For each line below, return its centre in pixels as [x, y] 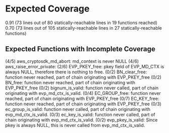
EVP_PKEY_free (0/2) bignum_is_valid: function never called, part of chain [82, 88]
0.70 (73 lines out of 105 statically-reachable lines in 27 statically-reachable [84, 28]
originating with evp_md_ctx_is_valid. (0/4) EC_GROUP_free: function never [83, 93]
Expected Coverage [47, 9]
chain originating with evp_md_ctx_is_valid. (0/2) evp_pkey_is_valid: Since [81, 120]
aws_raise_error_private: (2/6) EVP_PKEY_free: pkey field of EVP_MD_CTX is [85, 66]
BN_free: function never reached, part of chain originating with [70, 82]
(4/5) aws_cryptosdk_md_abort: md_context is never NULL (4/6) [72, 61]
